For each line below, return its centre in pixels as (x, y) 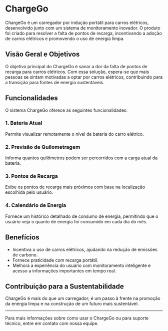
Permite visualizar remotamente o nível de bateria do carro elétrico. (74, 134)
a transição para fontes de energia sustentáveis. (55, 82)
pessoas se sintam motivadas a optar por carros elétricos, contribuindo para (84, 77)
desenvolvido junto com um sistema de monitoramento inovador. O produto (83, 28)
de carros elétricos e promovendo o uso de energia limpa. (65, 39)
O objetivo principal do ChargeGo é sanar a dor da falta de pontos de (76, 66)
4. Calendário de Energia (36, 205)
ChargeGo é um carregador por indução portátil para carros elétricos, (77, 23)
